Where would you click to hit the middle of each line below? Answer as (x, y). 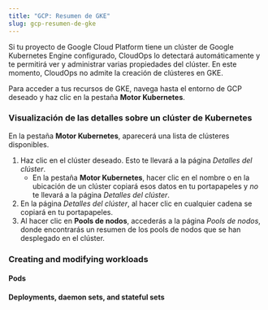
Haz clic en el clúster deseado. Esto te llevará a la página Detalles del (136, 160)
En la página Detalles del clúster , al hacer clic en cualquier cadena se (136, 203)
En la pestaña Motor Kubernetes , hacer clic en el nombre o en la (141, 177)
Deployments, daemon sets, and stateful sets (86, 297)
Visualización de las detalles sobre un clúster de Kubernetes (130, 118)
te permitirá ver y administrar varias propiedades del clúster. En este (123, 64)
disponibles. (29, 144)
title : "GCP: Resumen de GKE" (60, 16)
